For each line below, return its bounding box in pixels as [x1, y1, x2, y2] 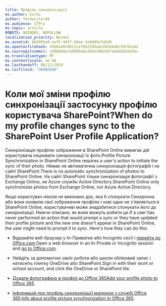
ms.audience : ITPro [5, 21, 46, 26]
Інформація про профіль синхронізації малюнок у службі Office [12, 290, 147, 296]
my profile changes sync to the [5, 120, 135, 131]
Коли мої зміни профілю [5, 89, 111, 100]
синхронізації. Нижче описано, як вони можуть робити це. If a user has [5, 209, 155, 215]
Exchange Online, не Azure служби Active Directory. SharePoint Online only [5, 179, 160, 184]
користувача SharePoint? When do [5, 110, 153, 121]
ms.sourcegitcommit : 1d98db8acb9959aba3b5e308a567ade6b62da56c [5, 49, 139, 54]
